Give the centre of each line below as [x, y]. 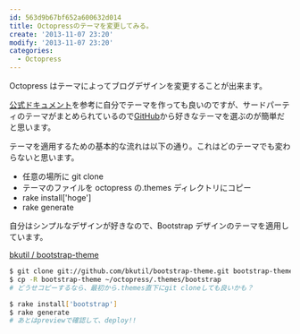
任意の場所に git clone [63, 176]
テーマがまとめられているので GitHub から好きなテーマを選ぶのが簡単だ [155, 116]
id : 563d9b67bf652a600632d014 [66, 17]
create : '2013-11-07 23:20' [62, 34]
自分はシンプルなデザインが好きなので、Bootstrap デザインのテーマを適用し [150, 226]
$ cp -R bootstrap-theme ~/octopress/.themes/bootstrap [115, 279]
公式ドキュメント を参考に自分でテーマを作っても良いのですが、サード [138, 105]
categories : [31, 51]
